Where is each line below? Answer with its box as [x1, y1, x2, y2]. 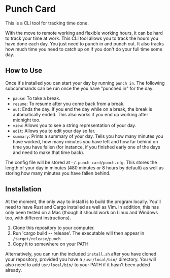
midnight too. [12, 117, 41, 123]
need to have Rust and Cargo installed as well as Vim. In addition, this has [5, 204, 159, 210]
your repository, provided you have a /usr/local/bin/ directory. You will [5, 256, 156, 262]
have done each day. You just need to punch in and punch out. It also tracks [5, 40, 164, 46]
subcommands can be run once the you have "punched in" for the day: [5, 85, 154, 91]
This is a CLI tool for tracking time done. [5, 20, 89, 26]
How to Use [5, 66, 43, 75]
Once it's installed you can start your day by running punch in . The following [5, 80, 165, 86]
